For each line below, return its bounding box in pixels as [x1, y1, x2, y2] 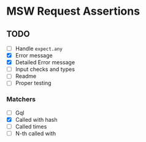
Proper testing [15, 80, 52, 87]
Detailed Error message [15, 59, 75, 66]
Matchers [6, 95, 36, 103]
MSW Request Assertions [6, 4, 140, 18]
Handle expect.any [15, 45, 63, 52]
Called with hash [15, 116, 58, 123]
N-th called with [15, 130, 56, 137]
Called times [15, 122, 47, 130]
